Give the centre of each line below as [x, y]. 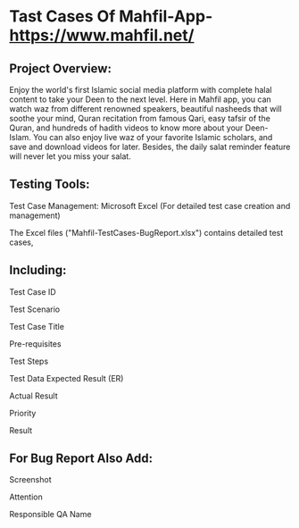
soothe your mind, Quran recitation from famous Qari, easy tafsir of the [140, 118]
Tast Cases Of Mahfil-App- [111, 17]
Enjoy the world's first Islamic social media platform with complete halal [141, 90]
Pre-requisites [35, 344]
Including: [38, 270]
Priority [23, 413]
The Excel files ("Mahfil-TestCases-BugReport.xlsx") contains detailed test [146, 232]
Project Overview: [60, 68]
